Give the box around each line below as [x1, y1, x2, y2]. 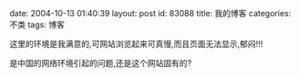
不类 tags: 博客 [9, 19, 66, 30]
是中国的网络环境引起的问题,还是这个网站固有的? [9, 58, 192, 68]
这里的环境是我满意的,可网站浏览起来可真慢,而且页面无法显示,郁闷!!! [9, 39, 264, 49]
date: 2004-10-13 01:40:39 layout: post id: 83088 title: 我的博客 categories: [9, 8, 292, 18]
